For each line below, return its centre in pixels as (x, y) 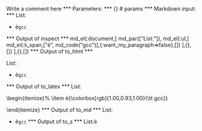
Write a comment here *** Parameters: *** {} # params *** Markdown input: (101, 9)
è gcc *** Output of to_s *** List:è (56, 121)
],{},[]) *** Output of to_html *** (53, 51)
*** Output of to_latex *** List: (44, 86)
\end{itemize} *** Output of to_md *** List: (60, 110)
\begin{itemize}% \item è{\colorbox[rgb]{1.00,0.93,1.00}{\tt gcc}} (87, 98)
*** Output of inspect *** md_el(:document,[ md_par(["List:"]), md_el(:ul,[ (98, 38)
